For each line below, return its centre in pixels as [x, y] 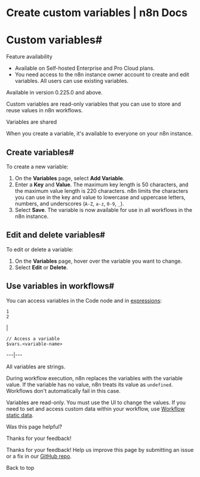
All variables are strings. [36, 367]
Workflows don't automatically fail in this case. [64, 390]
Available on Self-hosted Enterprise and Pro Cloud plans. [85, 68]
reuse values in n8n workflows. [44, 110]
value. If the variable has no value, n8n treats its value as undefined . [90, 384]
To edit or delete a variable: [40, 249]
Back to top [20, 467]
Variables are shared [32, 122]
